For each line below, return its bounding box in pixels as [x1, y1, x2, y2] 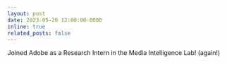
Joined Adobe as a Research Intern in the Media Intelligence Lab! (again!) [7, 49, 221, 57]
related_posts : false [7, 29, 71, 37]
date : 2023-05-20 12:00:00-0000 [7, 17, 102, 24]
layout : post [7, 10, 46, 17]
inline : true [7, 23, 46, 30]
